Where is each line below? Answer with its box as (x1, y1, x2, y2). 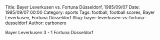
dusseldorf (5, 20, 27, 26)
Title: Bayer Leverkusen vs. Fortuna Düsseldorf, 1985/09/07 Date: (5, 4, 140, 10)
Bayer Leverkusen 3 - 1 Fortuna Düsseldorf (5, 30, 94, 35)
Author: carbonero (28, 20, 66, 26)
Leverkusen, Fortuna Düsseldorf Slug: (5, 15, 83, 20)
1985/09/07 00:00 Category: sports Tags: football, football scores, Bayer (5, 9, 155, 15)
